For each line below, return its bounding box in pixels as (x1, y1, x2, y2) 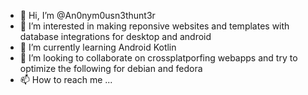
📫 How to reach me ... (19, 74, 113, 85)
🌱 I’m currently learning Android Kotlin (19, 41, 177, 53)
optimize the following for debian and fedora (19, 63, 203, 74)
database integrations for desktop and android (19, 31, 212, 42)
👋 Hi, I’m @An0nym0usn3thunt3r (19, 10, 156, 21)
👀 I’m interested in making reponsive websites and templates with (19, 20, 290, 32)
